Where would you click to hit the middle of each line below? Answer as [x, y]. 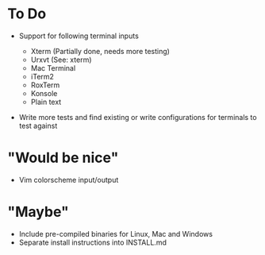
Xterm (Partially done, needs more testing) [100, 51]
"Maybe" [38, 212]
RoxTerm [45, 85]
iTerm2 [42, 76]
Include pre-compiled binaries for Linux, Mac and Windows [116, 234]
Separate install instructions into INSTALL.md [93, 242]
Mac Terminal [53, 68]
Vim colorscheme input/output [69, 180]
